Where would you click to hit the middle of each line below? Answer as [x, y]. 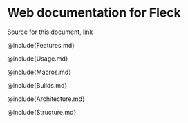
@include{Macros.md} [39, 72]
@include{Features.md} [41, 45]
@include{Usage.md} [38, 58]
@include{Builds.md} [37, 85]
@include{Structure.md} [42, 112]
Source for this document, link [50, 32]
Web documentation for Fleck [94, 13]
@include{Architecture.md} [46, 99]
